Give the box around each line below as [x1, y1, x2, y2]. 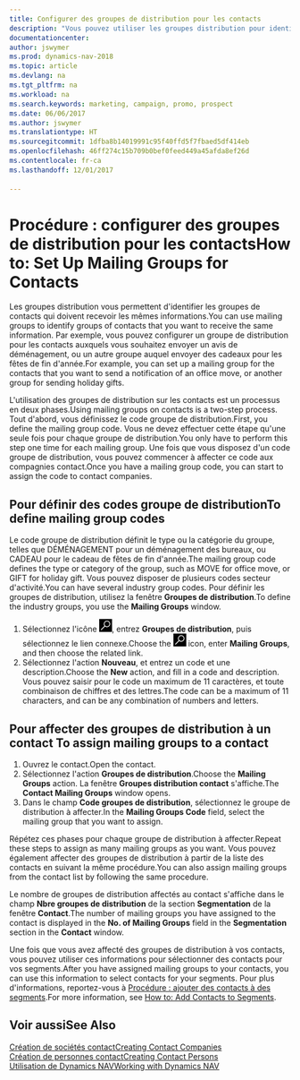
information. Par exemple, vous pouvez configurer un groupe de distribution [9, 330, 288, 340]
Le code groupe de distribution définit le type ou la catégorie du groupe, [9, 535, 275, 545]
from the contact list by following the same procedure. [9, 871, 209, 882]
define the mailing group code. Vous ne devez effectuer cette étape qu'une [9, 424, 286, 434]
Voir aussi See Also [9, 1017, 116, 1033]
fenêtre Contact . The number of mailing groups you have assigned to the [9, 908, 277, 919]
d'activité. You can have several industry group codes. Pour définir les [9, 582, 265, 593]
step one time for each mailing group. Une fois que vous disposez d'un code [9, 442, 291, 453]
